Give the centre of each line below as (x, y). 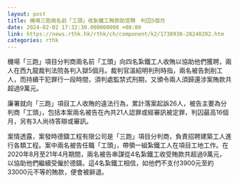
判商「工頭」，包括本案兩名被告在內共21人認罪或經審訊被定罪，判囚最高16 (115, 113)
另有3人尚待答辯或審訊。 (56, 121)
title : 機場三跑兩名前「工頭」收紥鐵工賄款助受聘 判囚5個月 (86, 21)
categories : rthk (33, 41)
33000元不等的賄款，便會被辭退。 (58, 172)
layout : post (27, 14)
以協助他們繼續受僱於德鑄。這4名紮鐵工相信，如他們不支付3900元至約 (111, 163)
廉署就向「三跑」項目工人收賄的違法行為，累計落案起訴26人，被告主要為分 (117, 103)
